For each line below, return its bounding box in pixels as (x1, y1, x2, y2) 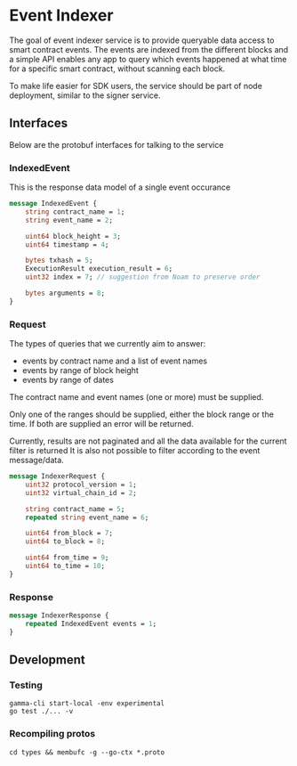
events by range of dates (21, 375, 114, 386)
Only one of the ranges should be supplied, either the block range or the (9, 409, 274, 420)
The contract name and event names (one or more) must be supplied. (9, 392, 264, 403)
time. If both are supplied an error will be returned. (9, 419, 194, 429)
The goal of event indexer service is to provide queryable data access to (9, 35, 275, 45)
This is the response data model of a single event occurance (9, 182, 231, 192)
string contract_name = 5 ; (25, 504, 125, 513)
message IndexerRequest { (9, 472, 105, 481)
